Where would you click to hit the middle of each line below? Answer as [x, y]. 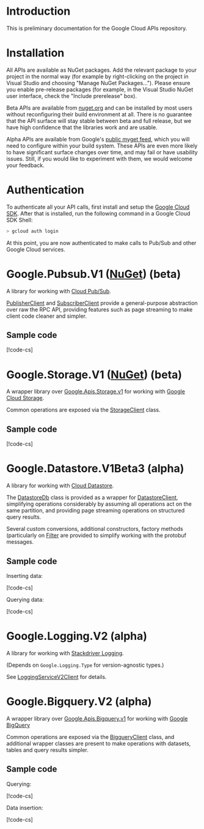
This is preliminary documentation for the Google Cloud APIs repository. [97, 28]
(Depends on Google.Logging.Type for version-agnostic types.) [85, 665]
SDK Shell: [20, 220]
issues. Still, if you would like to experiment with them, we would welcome [99, 159]
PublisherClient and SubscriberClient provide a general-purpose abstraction [102, 303]
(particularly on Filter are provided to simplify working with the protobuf [96, 535]
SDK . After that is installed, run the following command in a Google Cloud [98, 213]
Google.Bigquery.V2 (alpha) [79, 702]
